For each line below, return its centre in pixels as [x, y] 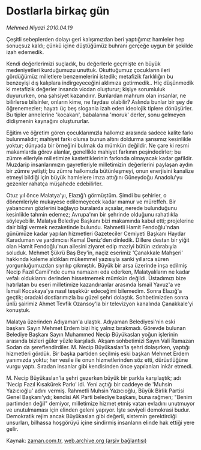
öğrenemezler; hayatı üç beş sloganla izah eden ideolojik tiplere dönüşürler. [100, 108]
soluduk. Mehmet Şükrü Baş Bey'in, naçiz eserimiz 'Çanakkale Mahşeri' [95, 253]
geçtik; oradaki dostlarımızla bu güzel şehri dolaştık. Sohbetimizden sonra [97, 297]
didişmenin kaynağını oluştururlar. [48, 121]
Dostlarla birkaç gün [58, 11]
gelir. [12, 429]
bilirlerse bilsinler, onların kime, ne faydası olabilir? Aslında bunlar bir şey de [100, 102]
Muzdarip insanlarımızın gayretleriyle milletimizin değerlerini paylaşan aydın [100, 164]
